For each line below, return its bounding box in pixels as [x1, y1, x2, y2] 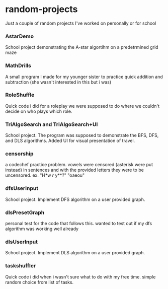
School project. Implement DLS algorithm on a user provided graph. [5, 250, 145, 256]
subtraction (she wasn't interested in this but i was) [5, 79, 112, 85]
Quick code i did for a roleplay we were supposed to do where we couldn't [5, 103, 160, 109]
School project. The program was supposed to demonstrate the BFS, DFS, [5, 132, 159, 138]
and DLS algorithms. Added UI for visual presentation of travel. [5, 137, 135, 144]
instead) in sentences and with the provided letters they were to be [5, 167, 144, 173]
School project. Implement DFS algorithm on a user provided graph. [5, 196, 145, 202]
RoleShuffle [5, 92, 35, 99]
